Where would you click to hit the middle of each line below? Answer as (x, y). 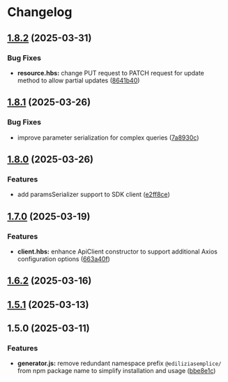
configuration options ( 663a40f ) (63, 258)
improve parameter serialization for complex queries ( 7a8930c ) (108, 138)
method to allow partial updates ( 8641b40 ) (78, 80)
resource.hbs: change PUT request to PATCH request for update (111, 73)
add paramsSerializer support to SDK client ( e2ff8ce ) (93, 194)
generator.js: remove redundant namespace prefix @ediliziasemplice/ (119, 363)
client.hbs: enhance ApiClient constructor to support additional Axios (117, 251)
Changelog (40, 12)
